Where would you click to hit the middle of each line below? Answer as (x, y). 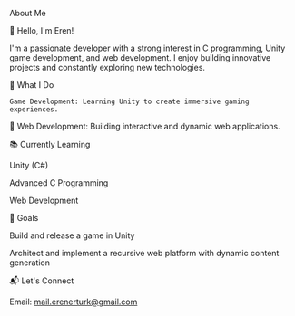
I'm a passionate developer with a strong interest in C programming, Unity (147, 48)
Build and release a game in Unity (72, 235)
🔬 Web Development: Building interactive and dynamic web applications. (145, 126)
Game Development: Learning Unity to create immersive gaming (129, 101)
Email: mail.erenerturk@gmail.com (74, 302)
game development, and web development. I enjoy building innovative (140, 57)
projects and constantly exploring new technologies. (108, 67)
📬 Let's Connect (42, 281)
